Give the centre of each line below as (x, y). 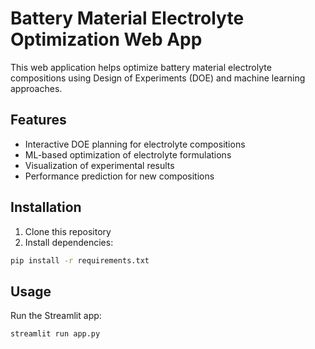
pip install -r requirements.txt (80, 260)
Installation (46, 207)
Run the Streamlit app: (56, 316)
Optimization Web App (106, 39)
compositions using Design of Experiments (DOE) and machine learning (158, 78)
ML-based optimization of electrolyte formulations (128, 154)
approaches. (36, 88)
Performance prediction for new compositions (119, 176)
